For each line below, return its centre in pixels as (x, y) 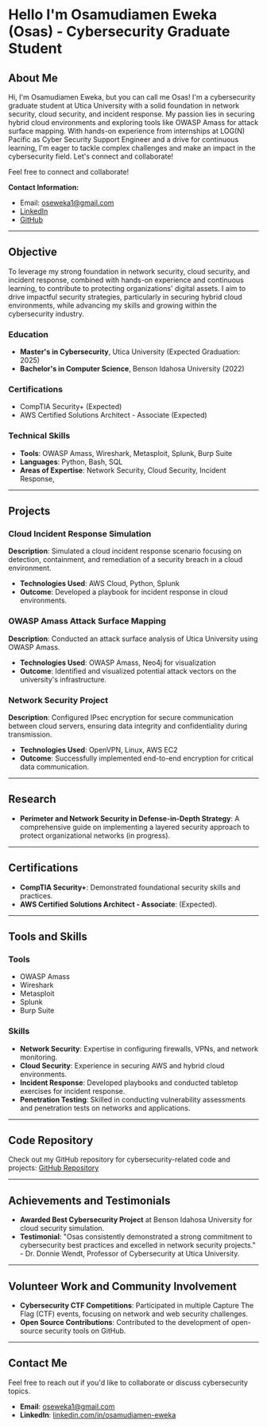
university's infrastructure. (63, 679)
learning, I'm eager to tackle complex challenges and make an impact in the (132, 148)
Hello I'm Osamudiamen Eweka (112, 15)
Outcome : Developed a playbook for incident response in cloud (124, 592)
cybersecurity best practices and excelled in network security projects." (137, 1245)
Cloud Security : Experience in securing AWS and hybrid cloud (122, 1065)
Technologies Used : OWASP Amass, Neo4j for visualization (118, 662)
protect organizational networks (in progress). (95, 835)
